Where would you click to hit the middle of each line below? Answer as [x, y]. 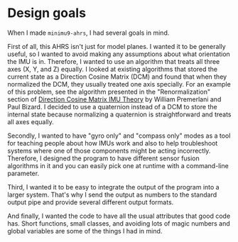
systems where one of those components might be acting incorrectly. [109, 150]
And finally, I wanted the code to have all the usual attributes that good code [119, 216]
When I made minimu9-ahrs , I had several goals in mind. [88, 33]
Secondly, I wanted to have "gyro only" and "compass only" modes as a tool [119, 136]
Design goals [47, 13]
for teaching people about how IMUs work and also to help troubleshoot [113, 143]
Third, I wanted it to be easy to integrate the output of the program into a [113, 187]
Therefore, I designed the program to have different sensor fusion [104, 158]
